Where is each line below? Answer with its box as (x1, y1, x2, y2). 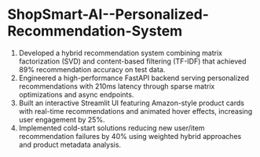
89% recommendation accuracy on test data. (18, 64, 166, 74)
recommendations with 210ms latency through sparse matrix (18, 81, 215, 91)
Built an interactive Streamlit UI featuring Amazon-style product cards (18, 98, 245, 108)
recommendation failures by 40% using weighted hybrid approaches (18, 131, 242, 141)
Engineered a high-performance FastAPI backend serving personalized (18, 73, 249, 82)
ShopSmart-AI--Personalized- (7, 5, 210, 24)
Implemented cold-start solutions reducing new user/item (18, 123, 205, 133)
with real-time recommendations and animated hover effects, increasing (18, 106, 253, 115)
